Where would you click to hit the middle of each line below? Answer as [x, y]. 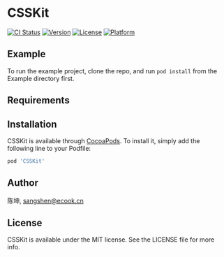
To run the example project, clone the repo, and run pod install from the [112, 71]
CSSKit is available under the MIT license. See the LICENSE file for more [111, 240]
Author [23, 183]
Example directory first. [41, 78]
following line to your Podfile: [49, 148]
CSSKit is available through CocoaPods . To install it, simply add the [104, 140]
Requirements [38, 100]
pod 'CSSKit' [26, 161]
